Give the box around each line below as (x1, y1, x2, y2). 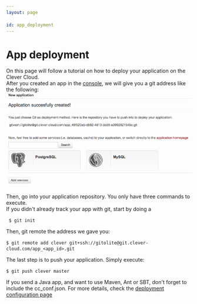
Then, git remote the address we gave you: (6, 228, 111, 235)
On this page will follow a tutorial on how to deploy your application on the (6, 68, 186, 75)
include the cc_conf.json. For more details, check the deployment (6, 285, 165, 292)
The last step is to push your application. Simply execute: (6, 256, 145, 263)
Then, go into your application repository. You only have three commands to (6, 193, 190, 200)
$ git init (8, 218, 35, 223)
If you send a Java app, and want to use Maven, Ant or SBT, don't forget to (6, 278, 187, 285)
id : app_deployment (6, 22, 54, 28)
